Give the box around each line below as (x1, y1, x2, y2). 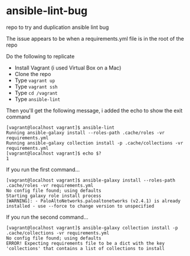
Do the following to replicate (6, 52, 75, 60)
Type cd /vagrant (14, 89, 58, 96)
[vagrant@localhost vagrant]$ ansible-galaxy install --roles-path (6, 177, 176, 183)
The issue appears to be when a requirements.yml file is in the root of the (6, 35, 184, 42)
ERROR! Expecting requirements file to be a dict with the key (6, 240, 165, 246)
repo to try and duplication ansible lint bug (6, 24, 109, 31)
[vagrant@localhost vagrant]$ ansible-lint (6, 124, 115, 130)
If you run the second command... (6, 214, 89, 221)
